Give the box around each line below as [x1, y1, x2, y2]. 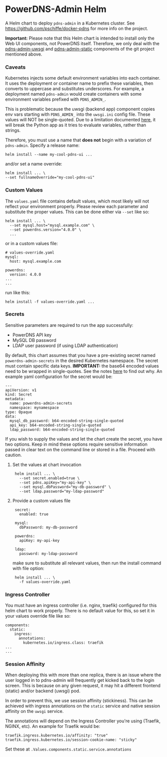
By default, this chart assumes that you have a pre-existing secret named [5, 352, 156, 358]
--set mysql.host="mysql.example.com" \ [9, 223, 95, 228]
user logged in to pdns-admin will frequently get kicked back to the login [5, 677, 155, 683]
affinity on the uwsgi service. [5, 708, 64, 714]
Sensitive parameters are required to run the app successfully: [5, 322, 134, 328]
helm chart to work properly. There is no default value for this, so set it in [5, 608, 155, 614]
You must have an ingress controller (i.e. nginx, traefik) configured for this [5, 603, 157, 609]
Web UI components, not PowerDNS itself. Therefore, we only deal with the [5, 40, 160, 46]
